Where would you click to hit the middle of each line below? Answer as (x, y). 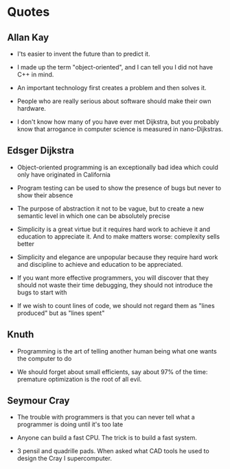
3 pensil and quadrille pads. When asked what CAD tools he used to (113, 451)
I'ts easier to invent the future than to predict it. (83, 54)
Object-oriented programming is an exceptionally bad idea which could (117, 167)
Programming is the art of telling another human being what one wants (117, 351)
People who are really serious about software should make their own (114, 101)
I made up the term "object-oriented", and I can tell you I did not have (115, 67)
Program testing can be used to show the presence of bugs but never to (119, 188)
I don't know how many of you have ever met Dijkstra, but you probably (118, 122)
